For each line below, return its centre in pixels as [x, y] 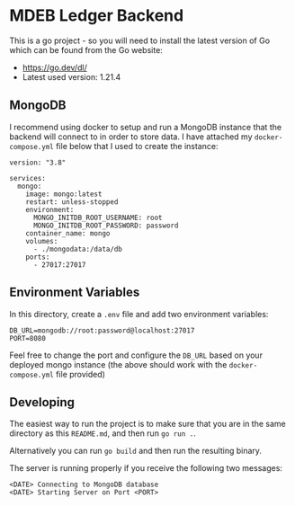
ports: [38, 257]
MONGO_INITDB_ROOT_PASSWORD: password [106, 226]
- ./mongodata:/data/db [78, 249]
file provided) [80, 374]
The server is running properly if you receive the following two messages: [146, 468]
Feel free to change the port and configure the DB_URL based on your [136, 355]
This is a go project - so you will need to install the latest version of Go [140, 40]
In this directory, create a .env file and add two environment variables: [139, 314]
